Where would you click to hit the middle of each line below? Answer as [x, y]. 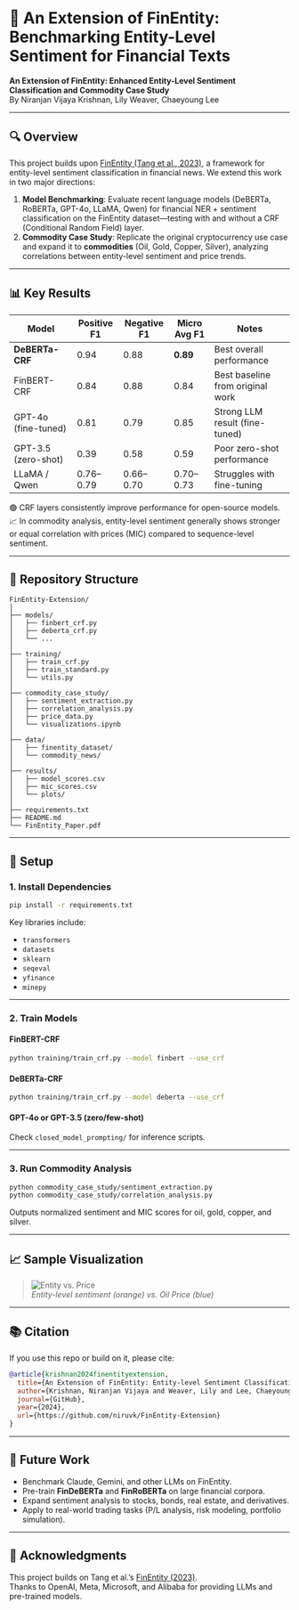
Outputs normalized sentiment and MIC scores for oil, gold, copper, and [141, 1212]
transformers [46, 940]
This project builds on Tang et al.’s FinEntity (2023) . [104, 1577]
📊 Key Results [50, 293]
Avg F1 [190, 334]
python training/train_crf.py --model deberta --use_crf [117, 1098]
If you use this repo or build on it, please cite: [92, 1358]
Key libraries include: [48, 922]
